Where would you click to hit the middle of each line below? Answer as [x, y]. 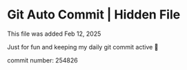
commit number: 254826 [42, 60]
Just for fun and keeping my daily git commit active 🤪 [83, 47]
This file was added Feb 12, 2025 [54, 34]
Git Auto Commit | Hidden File [94, 15]
